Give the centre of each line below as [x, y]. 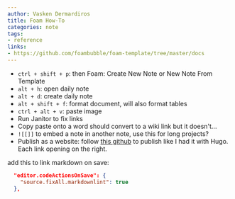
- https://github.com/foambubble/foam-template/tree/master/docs [106, 54]
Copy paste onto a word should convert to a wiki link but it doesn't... [117, 126]
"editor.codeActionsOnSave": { [60, 175]
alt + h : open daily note [53, 89]
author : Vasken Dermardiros [49, 14]
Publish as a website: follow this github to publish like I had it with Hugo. [123, 141]
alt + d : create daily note [55, 96]
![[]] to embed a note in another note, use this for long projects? [113, 133]
